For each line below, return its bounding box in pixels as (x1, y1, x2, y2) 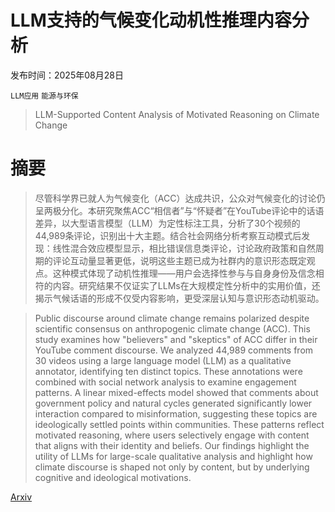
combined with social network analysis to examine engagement (34, 376, 297, 388)
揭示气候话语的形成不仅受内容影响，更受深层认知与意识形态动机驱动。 (34, 292, 325, 304)
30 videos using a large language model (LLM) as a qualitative (34, 354, 292, 366)
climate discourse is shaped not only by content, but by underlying (34, 461, 310, 473)
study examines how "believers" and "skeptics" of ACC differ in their (34, 333, 318, 345)
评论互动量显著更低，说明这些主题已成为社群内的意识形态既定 (52, 254, 307, 266)
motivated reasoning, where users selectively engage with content (34, 429, 310, 441)
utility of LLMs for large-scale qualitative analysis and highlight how (34, 450, 313, 462)
